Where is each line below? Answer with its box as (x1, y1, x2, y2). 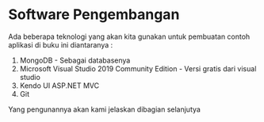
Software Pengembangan (8, 6, 180, 24)
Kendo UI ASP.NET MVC (19, 81, 100, 90)
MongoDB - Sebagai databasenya (19, 55, 131, 65)
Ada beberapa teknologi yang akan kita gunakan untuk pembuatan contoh (8, 32, 251, 41)
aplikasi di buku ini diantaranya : (8, 40, 113, 49)
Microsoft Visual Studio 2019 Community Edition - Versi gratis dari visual (19, 63, 257, 73)
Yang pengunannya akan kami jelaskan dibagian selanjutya (8, 105, 201, 114)
